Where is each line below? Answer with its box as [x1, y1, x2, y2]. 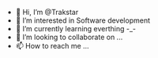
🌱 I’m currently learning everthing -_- [15, 24, 137, 33]
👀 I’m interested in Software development [15, 16, 150, 25]
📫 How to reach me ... [15, 42, 89, 50]
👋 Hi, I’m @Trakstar [15, 8, 79, 16]
